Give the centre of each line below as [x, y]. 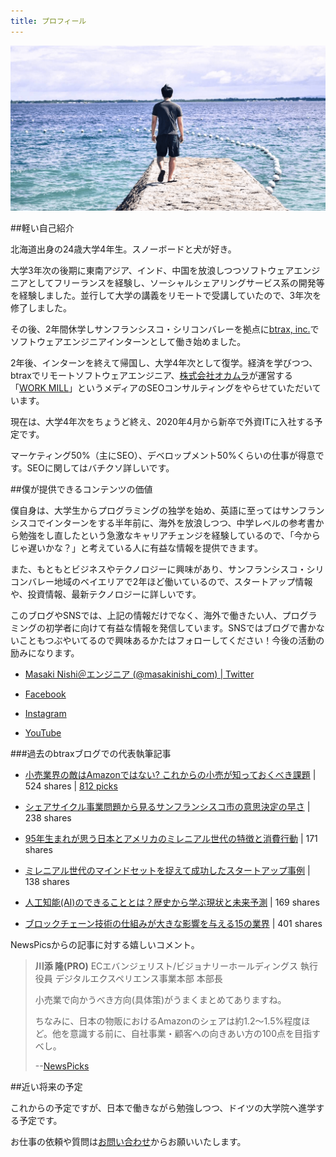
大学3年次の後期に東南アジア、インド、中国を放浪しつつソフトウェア [152, 270]
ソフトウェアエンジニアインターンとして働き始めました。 [128, 341]
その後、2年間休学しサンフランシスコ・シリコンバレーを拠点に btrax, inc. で [165, 329]
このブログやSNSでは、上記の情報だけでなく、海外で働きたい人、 [146, 615]
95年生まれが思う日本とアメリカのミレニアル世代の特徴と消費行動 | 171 [171, 838]
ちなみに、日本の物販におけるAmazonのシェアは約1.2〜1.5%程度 [168, 1021]
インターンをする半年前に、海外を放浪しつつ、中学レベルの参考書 [180, 522]
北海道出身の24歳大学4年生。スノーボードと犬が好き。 [123, 249]
